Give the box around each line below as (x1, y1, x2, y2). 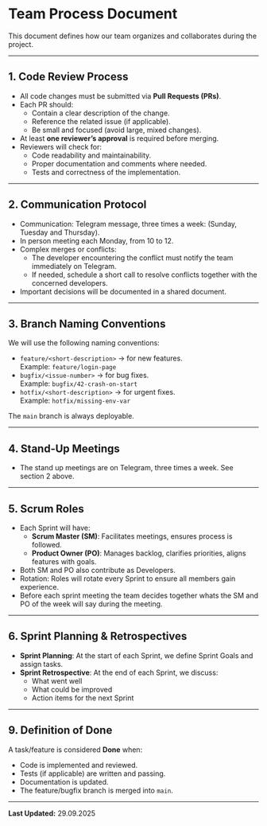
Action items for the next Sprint (31, 693, 134, 703)
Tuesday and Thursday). (19, 228, 100, 237)
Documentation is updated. (19, 777, 109, 786)
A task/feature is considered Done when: (8, 745, 143, 754)
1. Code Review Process (8, 70, 129, 84)
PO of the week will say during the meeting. (19, 599, 163, 609)
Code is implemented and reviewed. (19, 760, 138, 770)
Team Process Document (8, 5, 178, 23)
